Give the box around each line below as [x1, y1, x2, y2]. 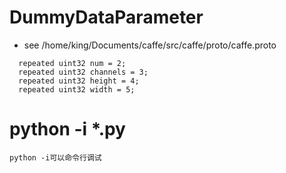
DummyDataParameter [9, 6, 204, 29]
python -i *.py [9, 118, 126, 141]
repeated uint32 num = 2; [18, 58, 127, 68]
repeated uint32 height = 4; [18, 76, 140, 86]
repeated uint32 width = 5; [18, 84, 136, 95]
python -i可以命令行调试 [9, 152, 102, 163]
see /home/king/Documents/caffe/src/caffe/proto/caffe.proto [23, 39, 277, 51]
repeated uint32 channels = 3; [18, 67, 149, 77]
